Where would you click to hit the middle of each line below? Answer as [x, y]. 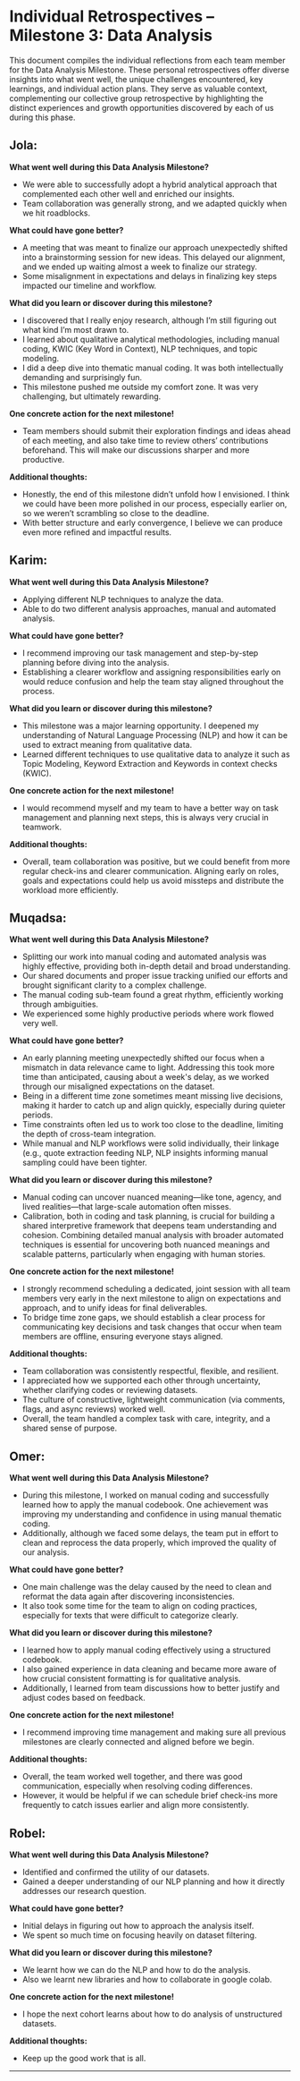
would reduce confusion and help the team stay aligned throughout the [153, 681]
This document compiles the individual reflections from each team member [147, 60]
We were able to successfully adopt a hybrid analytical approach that [150, 184]
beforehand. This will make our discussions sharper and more [136, 450]
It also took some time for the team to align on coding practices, [139, 1606]
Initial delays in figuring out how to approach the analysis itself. [138, 1926]
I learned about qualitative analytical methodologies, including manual [150, 339]
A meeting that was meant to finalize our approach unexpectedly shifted [155, 247]
